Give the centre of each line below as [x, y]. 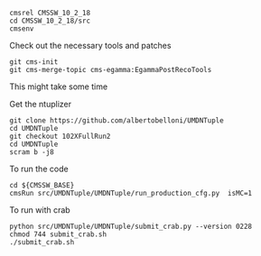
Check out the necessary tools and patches [90, 46]
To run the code [39, 169]
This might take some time [59, 87]
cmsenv [22, 29]
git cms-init [34, 62]
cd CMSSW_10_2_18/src [50, 21]
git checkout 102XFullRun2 [60, 136]
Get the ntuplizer [41, 104]
